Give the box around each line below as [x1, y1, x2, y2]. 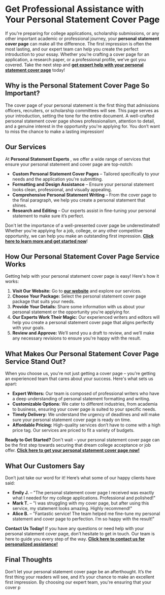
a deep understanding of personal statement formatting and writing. [12, 396, 150, 402]
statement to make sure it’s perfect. [12, 212, 85, 218]
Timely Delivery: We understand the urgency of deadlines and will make [12, 412, 160, 418]
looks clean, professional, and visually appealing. [12, 186, 112, 192]
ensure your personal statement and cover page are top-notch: [5, 161, 133, 167]
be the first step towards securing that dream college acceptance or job [5, 442, 151, 448]
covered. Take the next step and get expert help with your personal [5, 62, 144, 68]
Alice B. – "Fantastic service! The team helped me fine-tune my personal [12, 510, 160, 516]
